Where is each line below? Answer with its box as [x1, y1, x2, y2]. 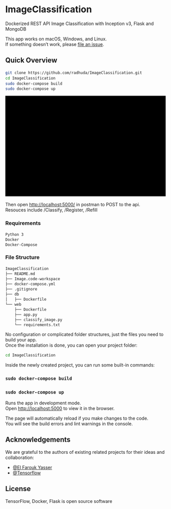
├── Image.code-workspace [5, 276, 60, 281]
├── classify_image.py [14, 317, 63, 322]
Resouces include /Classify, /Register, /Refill [5, 207, 98, 213]
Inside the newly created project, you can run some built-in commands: [5, 361, 155, 368]
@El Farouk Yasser [12, 464, 52, 470]
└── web [5, 302, 22, 307]
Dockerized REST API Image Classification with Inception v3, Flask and [5, 20, 154, 27]
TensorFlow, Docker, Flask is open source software [5, 498, 112, 504]
